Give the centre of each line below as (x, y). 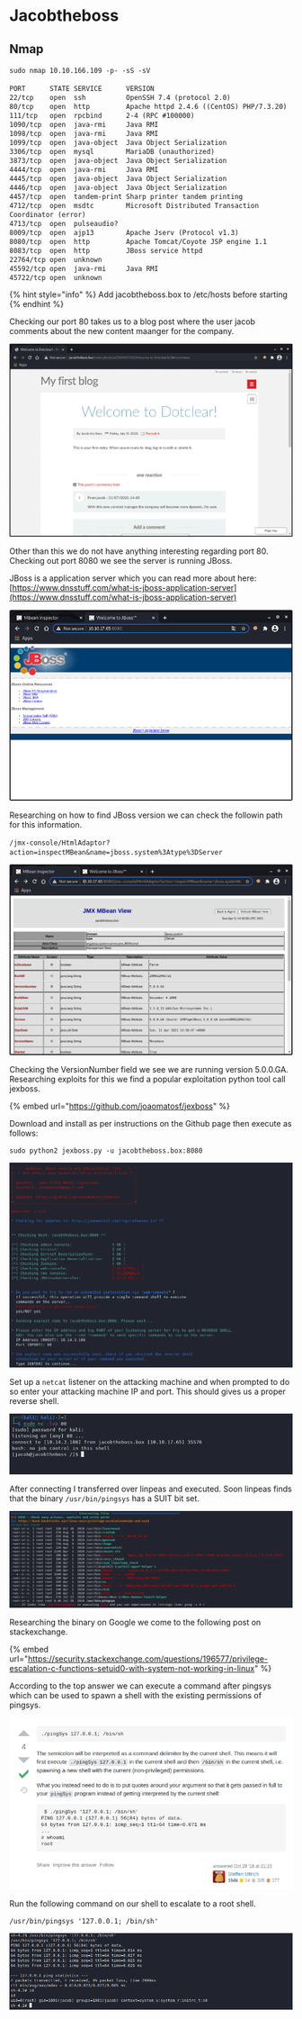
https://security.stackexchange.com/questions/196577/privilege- (147, 1659)
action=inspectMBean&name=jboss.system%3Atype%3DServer (116, 852)
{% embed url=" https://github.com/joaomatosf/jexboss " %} (120, 1106)
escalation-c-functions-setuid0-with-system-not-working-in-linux (132, 1668)
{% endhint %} (37, 304)
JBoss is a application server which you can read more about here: (133, 578)
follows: (24, 1133)
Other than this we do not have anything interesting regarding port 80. (139, 551)
